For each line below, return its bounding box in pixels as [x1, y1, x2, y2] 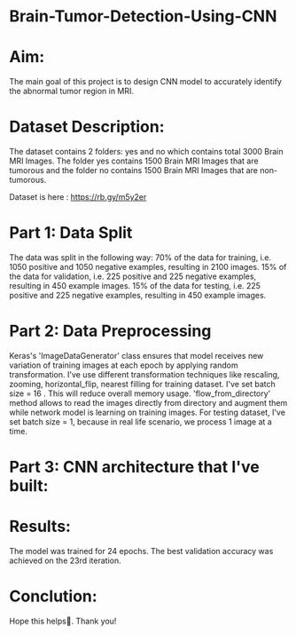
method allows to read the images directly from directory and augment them [9, 397, 288, 408]
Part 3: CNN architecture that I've [9, 457, 260, 477]
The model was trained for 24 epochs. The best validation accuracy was [9, 546, 274, 557]
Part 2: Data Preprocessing [9, 321, 212, 341]
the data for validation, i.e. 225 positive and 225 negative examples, [9, 271, 257, 282]
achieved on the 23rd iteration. [9, 555, 121, 566]
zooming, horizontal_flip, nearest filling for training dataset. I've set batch [9, 378, 277, 389]
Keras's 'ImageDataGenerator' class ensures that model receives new [9, 350, 264, 361]
